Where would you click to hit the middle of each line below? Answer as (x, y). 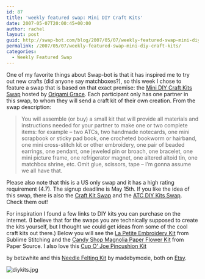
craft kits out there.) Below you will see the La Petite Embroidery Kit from (98, 233)
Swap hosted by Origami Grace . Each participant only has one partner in (97, 94)
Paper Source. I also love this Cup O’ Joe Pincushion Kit (76, 246)
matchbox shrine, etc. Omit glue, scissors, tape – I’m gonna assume (106, 164)
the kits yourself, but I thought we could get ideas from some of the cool (97, 227)
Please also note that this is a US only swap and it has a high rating (91, 182)
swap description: (29, 107)
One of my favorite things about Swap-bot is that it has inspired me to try (98, 74)
